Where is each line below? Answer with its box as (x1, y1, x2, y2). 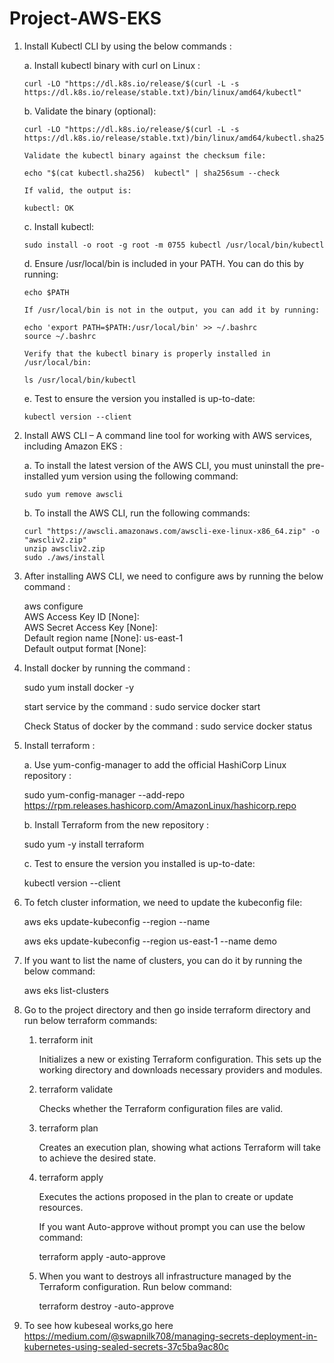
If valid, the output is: (23, 185, 132, 196)
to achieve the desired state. (38, 1152, 157, 1164)
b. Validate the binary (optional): (23, 105, 157, 117)
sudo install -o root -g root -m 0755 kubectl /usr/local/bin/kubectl (23, 240, 325, 250)
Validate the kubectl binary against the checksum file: (23, 150, 267, 161)
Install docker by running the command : (23, 662, 191, 674)
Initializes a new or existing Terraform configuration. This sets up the (38, 1053, 322, 1065)
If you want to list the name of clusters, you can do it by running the (23, 954, 303, 966)
